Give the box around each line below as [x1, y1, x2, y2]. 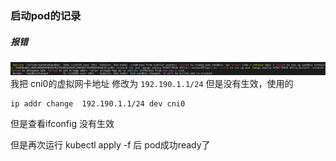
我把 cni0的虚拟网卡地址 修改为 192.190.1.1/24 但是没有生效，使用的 [10, 78, 294, 90]
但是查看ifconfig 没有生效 [10, 118, 115, 130]
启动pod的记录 [10, 8, 82, 22]
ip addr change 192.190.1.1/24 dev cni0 [10, 99, 186, 109]
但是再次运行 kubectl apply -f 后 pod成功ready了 [10, 139, 211, 151]
